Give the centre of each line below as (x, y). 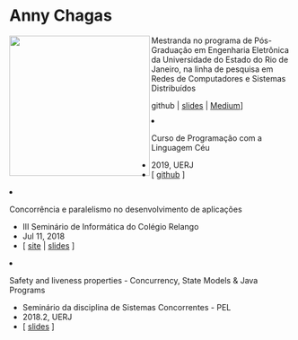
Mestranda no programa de (202, 40)
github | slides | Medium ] (197, 105)
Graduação (172, 49)
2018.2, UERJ (47, 317)
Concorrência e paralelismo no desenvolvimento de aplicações (126, 209)
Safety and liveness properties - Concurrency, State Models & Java (134, 280)
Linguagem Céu (180, 147)
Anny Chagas (61, 16)
